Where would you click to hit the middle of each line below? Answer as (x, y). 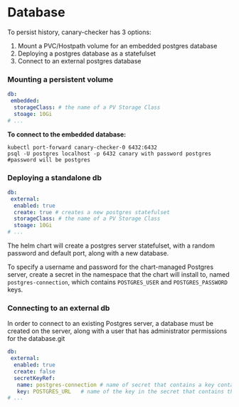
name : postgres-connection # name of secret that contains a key (116, 385)
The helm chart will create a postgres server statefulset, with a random (111, 245)
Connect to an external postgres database (79, 60)
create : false (34, 371)
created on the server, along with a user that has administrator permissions (117, 331)
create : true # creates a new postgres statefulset (92, 212)
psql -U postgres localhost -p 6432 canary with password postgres (110, 154)
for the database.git (36, 339)
